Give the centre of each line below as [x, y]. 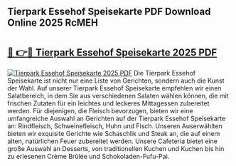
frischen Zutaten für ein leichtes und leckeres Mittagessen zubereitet [108, 103]
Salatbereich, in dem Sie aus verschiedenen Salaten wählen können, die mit [118, 96]
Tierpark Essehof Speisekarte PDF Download [109, 12]
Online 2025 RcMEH [53, 23]
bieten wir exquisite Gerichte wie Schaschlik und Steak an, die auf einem [114, 134]
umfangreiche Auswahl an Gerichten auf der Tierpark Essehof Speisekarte [117, 118]
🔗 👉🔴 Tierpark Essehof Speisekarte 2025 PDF [112, 52]
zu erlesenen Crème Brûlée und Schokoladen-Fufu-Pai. [88, 156]
